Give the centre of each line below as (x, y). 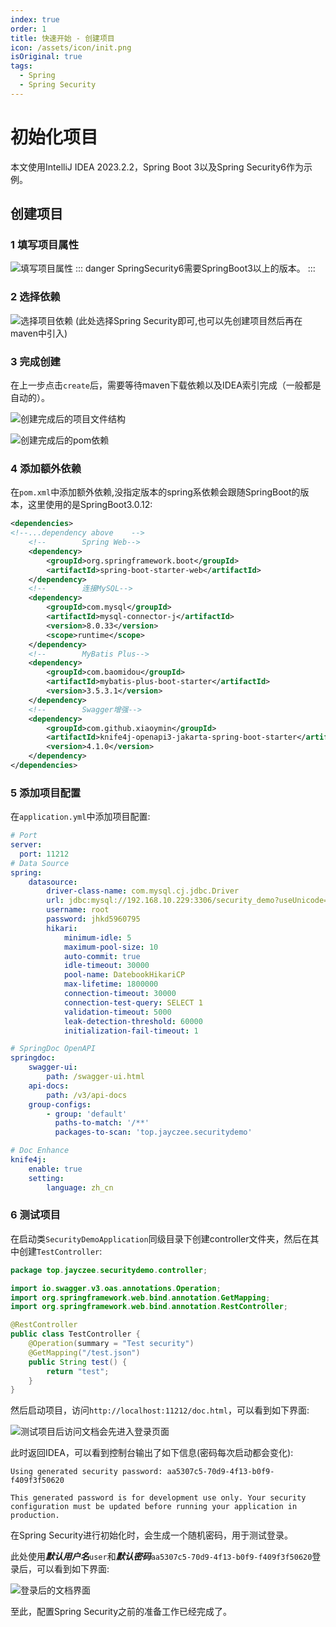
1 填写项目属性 (45, 244)
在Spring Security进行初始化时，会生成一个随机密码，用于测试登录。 (152, 1535)
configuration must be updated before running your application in (154, 1507)
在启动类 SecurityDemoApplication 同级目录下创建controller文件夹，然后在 (160, 1238)
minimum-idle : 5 (97, 937)
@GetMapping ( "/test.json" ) (84, 1352)
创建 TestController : (60, 1251)
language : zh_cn (80, 1187)
